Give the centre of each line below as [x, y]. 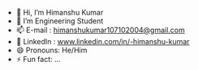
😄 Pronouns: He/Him [52, 50]
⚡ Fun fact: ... [38, 59]
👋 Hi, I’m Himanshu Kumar [60, 12]
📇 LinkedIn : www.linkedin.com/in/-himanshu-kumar [103, 41]
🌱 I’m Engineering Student [60, 21]
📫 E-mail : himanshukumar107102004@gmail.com [100, 30]
